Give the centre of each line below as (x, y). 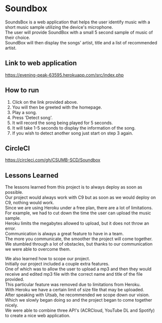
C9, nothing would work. (30, 203)
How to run (22, 90)
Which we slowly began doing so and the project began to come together (79, 300)
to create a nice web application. (38, 316)
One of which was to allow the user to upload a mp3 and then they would (78, 269)
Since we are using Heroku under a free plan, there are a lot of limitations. (79, 208)
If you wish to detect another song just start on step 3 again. (72, 133)
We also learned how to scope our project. (48, 259)
